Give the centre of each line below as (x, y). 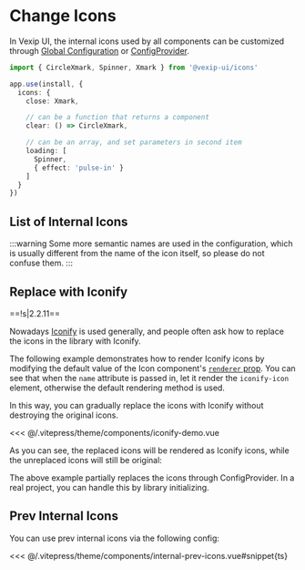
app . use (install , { (46, 84)
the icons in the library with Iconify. (75, 341)
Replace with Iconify (69, 291)
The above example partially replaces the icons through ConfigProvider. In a (152, 477)
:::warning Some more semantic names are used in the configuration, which (151, 244)
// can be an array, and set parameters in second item (134, 142)
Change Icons (63, 16)
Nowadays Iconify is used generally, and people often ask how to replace (147, 331)
